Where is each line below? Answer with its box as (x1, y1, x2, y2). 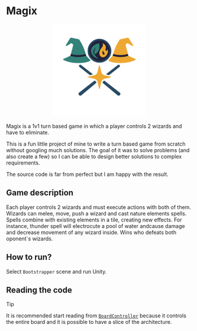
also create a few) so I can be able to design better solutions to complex (6, 153, 182, 160)
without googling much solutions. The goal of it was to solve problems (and (6, 146, 190, 153)
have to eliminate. (6, 128, 49, 136)
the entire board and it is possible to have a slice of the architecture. (6, 319, 172, 326)
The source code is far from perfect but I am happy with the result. (6, 171, 169, 178)
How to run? (6, 252, 52, 262)
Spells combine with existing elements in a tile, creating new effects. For (6, 216, 182, 223)
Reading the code (6, 285, 72, 295)
